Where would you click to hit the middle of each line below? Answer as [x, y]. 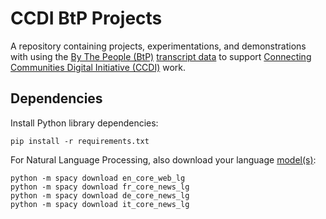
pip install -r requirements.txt [80, 141]
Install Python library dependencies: [84, 123]
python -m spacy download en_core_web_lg [98, 178]
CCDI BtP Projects [86, 18]
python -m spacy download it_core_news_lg [100, 204]
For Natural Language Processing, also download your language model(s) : [163, 159]
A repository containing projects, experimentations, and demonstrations [158, 46]
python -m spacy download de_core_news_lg [100, 195]
